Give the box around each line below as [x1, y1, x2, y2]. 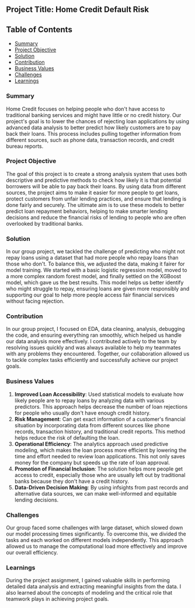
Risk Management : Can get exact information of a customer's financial [14, 415, 186, 423]
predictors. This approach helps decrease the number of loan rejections [14, 403, 188, 410]
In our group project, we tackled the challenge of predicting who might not [6, 248, 185, 255]
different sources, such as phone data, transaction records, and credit [6, 136, 175, 143]
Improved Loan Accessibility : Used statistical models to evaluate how [14, 391, 184, 398]
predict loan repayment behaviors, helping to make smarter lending [6, 208, 168, 215]
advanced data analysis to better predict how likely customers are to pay [6, 124, 181, 131]
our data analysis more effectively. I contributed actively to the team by [6, 338, 177, 345]
